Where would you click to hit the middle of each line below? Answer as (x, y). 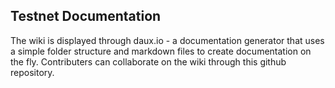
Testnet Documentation (86, 16)
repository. (32, 72)
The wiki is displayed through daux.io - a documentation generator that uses (167, 40)
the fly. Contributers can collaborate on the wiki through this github (148, 61)
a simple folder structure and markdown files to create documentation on (161, 51)
